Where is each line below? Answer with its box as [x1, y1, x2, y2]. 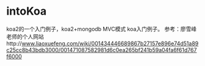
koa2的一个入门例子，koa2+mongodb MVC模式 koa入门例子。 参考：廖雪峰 [6, 25, 197, 32]
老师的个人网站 [6, 32, 44, 40]
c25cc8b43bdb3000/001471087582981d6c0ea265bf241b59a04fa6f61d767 [6, 46, 197, 53]
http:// [6, 40, 23, 47]
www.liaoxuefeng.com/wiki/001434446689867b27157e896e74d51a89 [21, 40, 199, 47]
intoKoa [6, 4, 47, 18]
